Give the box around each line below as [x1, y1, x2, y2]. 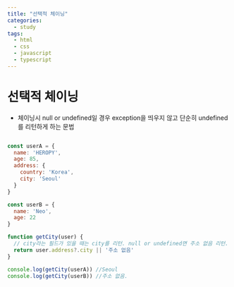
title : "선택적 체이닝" [7, 10, 68, 18]
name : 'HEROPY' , [13, 149, 61, 156]
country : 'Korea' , [20, 169, 74, 176]
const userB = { [7, 201, 55, 208]
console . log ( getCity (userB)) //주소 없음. [7, 272, 128, 279]
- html [13, 37, 33, 44]
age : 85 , [13, 156, 39, 163]
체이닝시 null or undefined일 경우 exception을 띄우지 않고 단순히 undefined [17, 114, 228, 122]
